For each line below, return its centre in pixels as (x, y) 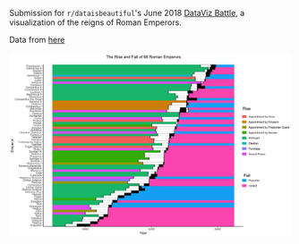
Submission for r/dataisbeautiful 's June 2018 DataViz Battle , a (127, 13)
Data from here (37, 40)
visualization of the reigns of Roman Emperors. (95, 22)
